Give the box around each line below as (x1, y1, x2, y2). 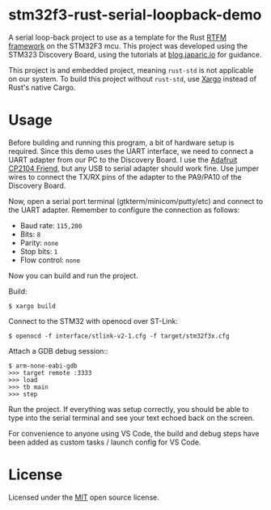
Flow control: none (19, 255, 81, 265)
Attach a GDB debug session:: (8, 346, 108, 355)
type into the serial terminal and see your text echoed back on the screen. (8, 413, 255, 423)
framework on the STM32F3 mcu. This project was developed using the (8, 40, 248, 50)
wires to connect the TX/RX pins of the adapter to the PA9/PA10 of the (8, 172, 242, 181)
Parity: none (19, 237, 59, 248)
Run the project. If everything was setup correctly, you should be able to (8, 404, 249, 414)
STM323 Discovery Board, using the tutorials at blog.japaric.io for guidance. (8, 49, 262, 59)
